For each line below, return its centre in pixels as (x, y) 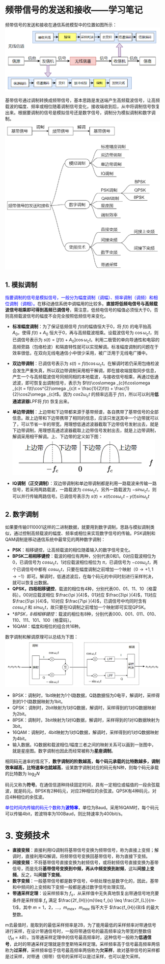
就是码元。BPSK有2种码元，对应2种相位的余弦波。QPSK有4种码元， (83, 791)
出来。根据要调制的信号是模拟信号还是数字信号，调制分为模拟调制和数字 (78, 113)
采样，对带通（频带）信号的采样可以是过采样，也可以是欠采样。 (78, 957)
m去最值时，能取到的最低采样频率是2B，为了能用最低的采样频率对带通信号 (81, 925)
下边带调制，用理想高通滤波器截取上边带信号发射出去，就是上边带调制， (85, 430)
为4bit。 (21, 738)
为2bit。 (20, 714)
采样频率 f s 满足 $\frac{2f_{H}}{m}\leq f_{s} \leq (74, 901)
